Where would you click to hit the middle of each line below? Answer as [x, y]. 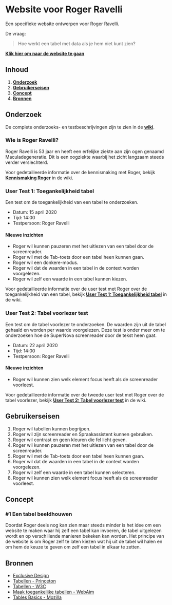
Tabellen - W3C [29, 587]
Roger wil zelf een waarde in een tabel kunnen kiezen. [70, 279]
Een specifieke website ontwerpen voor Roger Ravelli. [62, 24]
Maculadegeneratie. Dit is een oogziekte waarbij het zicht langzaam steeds [85, 157]
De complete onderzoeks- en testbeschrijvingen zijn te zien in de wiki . [80, 127]
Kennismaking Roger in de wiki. [39, 178]
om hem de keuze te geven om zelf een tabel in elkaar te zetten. [73, 547]
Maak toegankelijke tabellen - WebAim [53, 592]
